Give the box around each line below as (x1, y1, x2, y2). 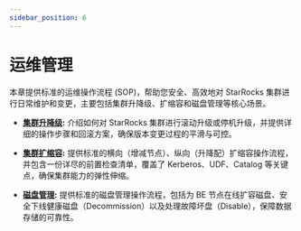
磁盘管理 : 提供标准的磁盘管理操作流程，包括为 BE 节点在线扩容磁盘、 (22, 189, 280, 199)
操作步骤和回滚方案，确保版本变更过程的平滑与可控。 (38, 128, 237, 139)
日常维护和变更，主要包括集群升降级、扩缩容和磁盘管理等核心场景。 (16, 97, 271, 108)
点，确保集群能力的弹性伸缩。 (22, 170, 134, 180)
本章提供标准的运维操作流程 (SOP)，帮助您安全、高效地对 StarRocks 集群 (9, 87, 282, 97)
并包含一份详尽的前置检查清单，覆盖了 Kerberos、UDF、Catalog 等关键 (22, 159, 289, 170)
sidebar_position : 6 (9, 13, 88, 23)
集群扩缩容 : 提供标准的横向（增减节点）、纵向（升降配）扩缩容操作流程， (22, 147, 294, 158)
